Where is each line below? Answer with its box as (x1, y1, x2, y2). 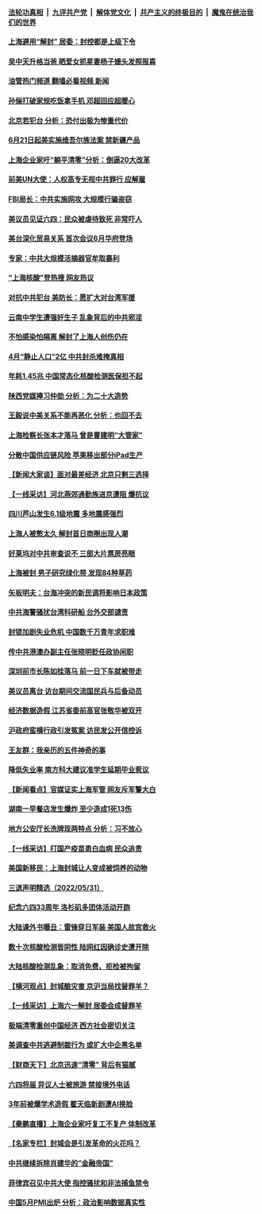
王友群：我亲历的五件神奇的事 (8, 745, 106, 754)
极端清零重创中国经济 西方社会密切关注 (8, 1020, 136, 1030)
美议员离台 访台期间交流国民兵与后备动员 (8, 686, 143, 696)
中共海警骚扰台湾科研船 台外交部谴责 (8, 607, 129, 617)
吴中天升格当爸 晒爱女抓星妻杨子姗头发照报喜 (8, 56, 156, 66)
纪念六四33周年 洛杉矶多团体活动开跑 (8, 902, 131, 912)
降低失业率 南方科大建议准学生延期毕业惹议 (8, 765, 149, 774)
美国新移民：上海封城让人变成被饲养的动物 (8, 863, 148, 873)
